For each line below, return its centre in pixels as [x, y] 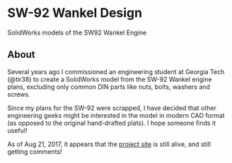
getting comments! [35, 151]
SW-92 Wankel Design [75, 13]
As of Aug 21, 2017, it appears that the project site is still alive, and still [109, 144]
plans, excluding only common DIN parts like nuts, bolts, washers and [109, 87]
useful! [17, 130]
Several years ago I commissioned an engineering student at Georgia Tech [116, 71]
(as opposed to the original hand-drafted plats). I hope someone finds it [112, 123]
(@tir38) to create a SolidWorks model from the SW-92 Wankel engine [110, 79]
